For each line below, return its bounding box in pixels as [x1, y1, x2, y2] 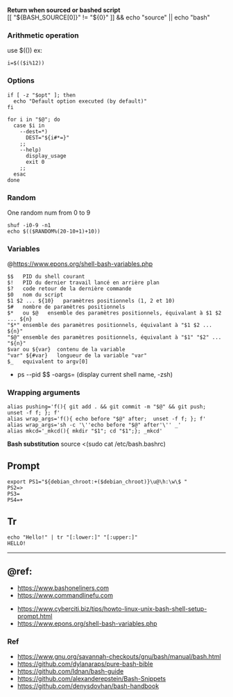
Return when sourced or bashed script [7, 6, 121, 14]
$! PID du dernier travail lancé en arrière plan [7, 279, 159, 287]
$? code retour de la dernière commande [7, 285, 132, 292]
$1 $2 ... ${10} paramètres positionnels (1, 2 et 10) [7, 298, 175, 305]
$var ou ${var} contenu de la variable [7, 346, 126, 353]
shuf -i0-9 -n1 [7, 221, 51, 228]
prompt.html [17, 612, 53, 620]
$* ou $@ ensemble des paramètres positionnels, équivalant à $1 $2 [7, 310, 222, 317]
